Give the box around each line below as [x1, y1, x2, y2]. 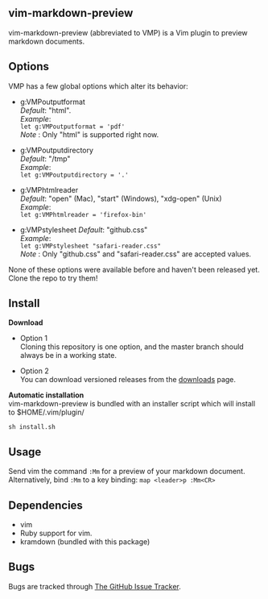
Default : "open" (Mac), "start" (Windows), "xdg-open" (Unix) [19, 193, 223, 203]
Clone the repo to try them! [8, 273, 98, 283]
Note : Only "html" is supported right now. [19, 129, 159, 139]
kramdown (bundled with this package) [19, 537, 150, 547]
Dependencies [8, 498, 83, 512]
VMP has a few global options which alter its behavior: [8, 81, 189, 91]
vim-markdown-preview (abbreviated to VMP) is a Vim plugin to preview [8, 27, 248, 37]
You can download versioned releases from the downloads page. [19, 375, 236, 385]
